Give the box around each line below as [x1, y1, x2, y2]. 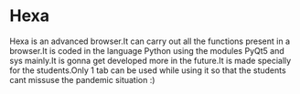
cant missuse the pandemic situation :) [9, 74, 155, 85]
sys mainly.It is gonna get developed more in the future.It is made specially [9, 55, 292, 66]
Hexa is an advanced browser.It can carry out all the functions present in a [9, 36, 291, 47]
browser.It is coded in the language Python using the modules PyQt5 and [9, 45, 285, 56]
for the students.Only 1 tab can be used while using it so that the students [9, 65, 286, 76]
